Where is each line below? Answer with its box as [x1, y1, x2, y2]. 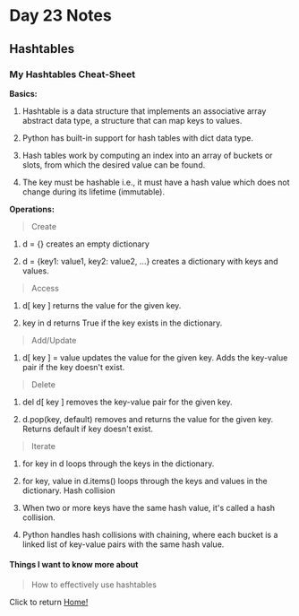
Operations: [9, 204, 56, 214]
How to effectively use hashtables [30, 579, 157, 590]
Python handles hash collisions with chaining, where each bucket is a [21, 529, 278, 540]
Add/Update [30, 334, 77, 345]
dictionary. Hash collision [21, 485, 115, 496]
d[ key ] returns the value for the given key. [21, 299, 182, 310]
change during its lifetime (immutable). [21, 186, 166, 197]
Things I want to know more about [9, 560, 139, 570]
